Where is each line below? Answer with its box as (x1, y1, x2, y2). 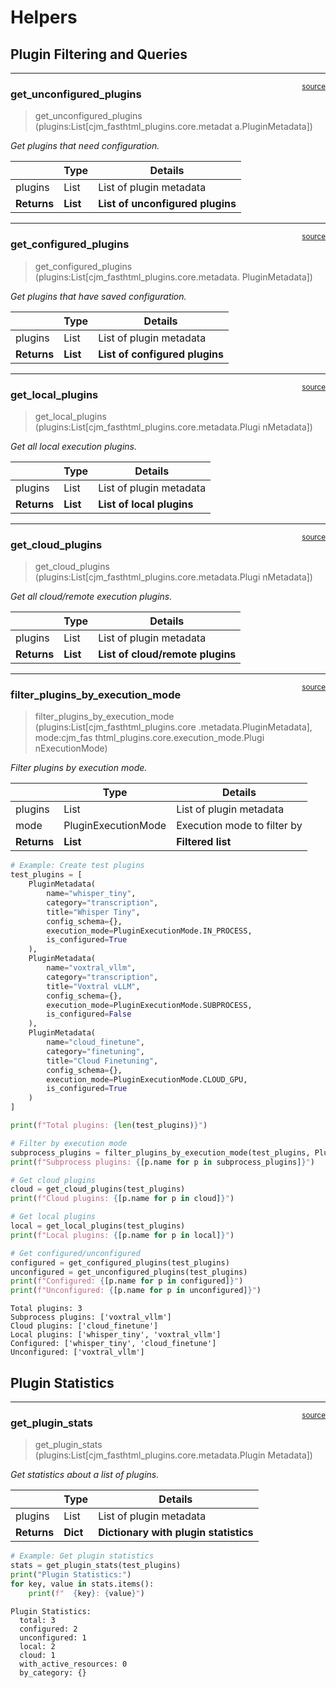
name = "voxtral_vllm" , (46, 963, 137, 973)
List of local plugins (98, 497, 194, 511)
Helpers (10, 6, 78, 29)
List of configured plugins (98, 347, 225, 361)
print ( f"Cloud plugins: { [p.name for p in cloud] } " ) (10, 1194, 235, 1204)
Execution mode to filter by (176, 819, 303, 833)
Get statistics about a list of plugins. (10, 1469, 160, 1481)
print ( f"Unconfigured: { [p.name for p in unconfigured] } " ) (10, 1286, 262, 1296)
